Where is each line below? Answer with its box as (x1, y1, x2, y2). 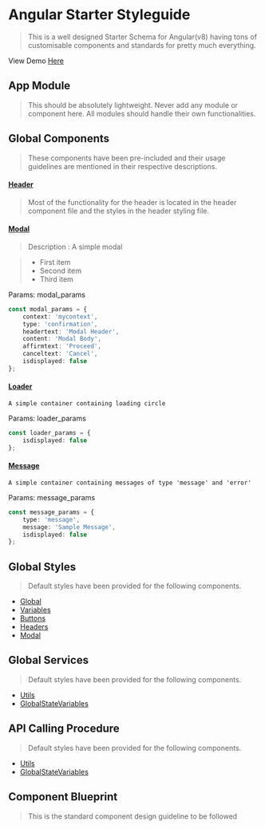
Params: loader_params (8, 413, 86, 424)
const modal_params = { (8, 305, 88, 313)
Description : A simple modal (27, 242, 123, 251)
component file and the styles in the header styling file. (27, 206, 210, 215)
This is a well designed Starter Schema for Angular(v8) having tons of (27, 32, 258, 41)
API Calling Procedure (8, 722, 120, 736)
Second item (39, 266, 82, 275)
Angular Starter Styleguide (8, 6, 191, 24)
